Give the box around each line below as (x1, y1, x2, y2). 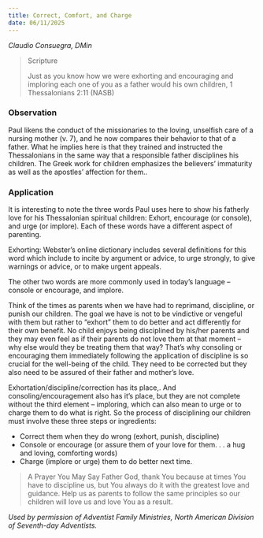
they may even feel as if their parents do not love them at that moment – (8, 334, 242, 343)
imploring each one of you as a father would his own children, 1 (27, 80, 233, 89)
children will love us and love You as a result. (27, 497, 173, 506)
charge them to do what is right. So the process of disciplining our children (8, 408, 251, 417)
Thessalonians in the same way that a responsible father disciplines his (8, 150, 239, 160)
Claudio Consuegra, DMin (8, 40, 93, 50)
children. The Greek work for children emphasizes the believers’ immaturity (8, 158, 253, 168)
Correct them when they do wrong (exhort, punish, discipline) (19, 432, 220, 441)
